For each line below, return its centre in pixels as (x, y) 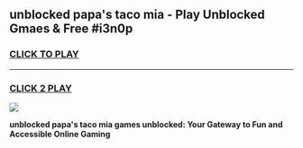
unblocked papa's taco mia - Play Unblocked (138, 15)
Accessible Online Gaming (60, 134)
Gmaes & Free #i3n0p (71, 29)
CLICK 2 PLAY (41, 88)
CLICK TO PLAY (44, 55)
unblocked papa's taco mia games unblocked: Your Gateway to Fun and (146, 124)
